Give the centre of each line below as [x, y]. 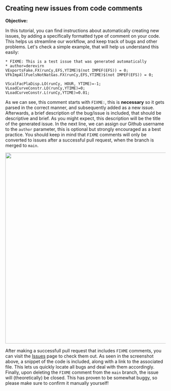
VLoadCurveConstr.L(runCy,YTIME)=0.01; [48, 93]
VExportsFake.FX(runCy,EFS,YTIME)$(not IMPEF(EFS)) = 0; [67, 70]
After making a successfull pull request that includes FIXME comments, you [83, 350]
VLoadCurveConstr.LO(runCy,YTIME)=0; [45, 88]
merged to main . [22, 145]
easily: [12, 52]
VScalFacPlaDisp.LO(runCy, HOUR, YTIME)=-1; [53, 83]
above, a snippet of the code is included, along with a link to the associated [84, 361]
